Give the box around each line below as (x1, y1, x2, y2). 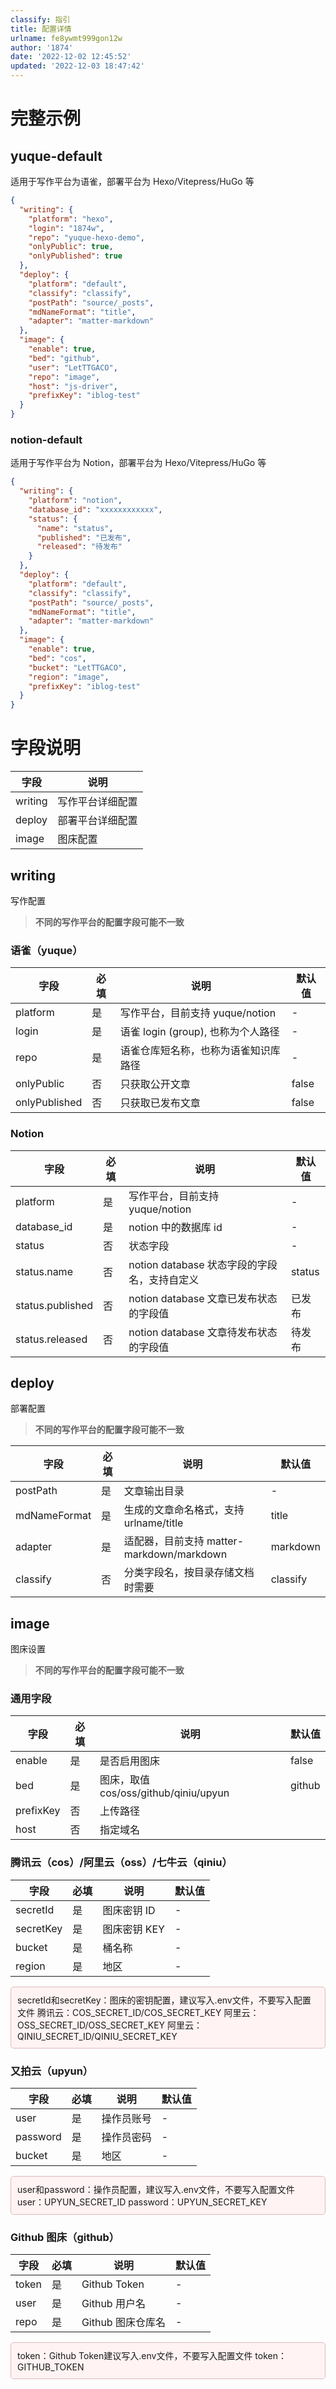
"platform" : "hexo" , (28, 214, 114, 224)
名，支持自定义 (128, 1272, 200, 1286)
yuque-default (10, 147, 103, 165)
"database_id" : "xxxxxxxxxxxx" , (28, 504, 163, 515)
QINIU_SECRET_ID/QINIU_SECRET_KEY (17, 2030, 178, 2042)
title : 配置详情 (10, 24, 72, 34)
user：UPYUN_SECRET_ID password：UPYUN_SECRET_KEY (17, 2196, 268, 2208)
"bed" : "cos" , (28, 653, 87, 663)
